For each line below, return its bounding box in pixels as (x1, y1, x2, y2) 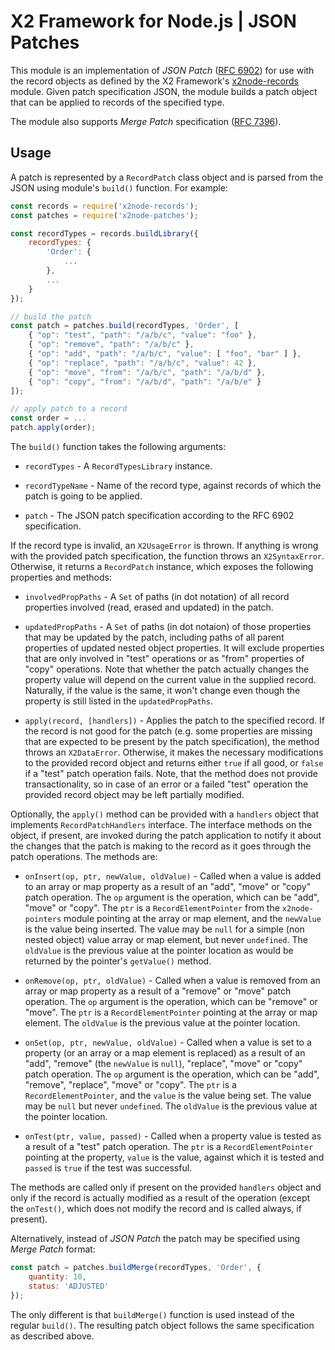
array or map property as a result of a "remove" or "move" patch (24, 985, 292, 997)
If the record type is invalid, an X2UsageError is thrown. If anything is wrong (10, 540, 319, 551)
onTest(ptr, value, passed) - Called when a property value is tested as (24, 1130, 322, 1142)
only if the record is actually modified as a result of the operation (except (10, 1192, 311, 1204)
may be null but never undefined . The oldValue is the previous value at (24, 1100, 318, 1112)
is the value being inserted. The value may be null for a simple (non (24, 923, 305, 935)
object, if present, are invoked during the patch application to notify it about (10, 830, 322, 841)
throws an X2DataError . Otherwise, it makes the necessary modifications (24, 746, 324, 758)
